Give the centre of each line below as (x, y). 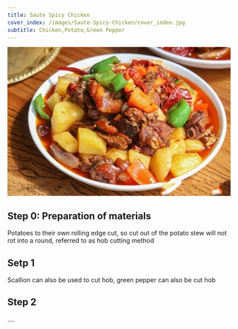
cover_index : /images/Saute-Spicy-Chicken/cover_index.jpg (96, 22)
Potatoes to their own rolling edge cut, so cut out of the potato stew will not (117, 233)
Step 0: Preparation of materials (79, 216)
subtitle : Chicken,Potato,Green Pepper (66, 30)
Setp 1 (21, 263)
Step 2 (22, 302)
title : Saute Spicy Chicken (49, 15)
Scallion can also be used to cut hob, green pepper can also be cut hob (112, 280)
